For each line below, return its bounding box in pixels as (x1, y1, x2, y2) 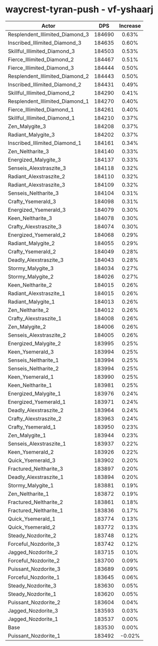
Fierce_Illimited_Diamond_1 (8, 106, 74, 113)
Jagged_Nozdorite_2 (8, 548, 58, 556)
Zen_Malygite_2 (8, 323, 46, 330)
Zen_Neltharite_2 (8, 306, 49, 313)
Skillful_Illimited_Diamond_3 (8, 47, 75, 54)
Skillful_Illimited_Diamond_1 (8, 114, 75, 121)
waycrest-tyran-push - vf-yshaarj (5, 4, 154, 15)
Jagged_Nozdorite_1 (8, 615, 58, 622)
